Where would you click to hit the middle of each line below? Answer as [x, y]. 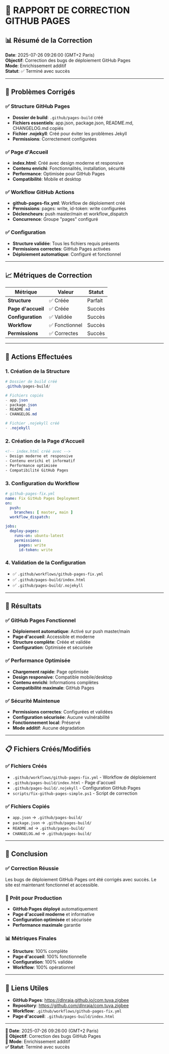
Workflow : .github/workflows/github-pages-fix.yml [67, 1011]
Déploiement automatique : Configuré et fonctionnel [67, 254]
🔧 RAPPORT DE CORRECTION [67, 10]
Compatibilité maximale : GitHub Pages [53, 688]
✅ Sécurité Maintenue [33, 701]
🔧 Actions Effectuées [39, 356]
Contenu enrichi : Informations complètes [56, 682]
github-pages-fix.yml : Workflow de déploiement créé [69, 203]
